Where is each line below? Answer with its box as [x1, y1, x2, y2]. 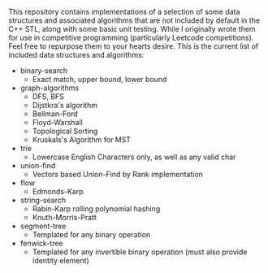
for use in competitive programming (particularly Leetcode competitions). [8, 32, 254, 42]
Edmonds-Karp [32, 187, 84, 196]
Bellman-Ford [32, 109, 79, 119]
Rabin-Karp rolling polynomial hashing [32, 204, 161, 214]
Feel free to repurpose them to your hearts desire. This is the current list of [8, 41, 259, 51]
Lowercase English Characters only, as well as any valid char [32, 152, 236, 162]
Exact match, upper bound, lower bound [32, 75, 167, 84]
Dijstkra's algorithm [32, 101, 97, 110]
